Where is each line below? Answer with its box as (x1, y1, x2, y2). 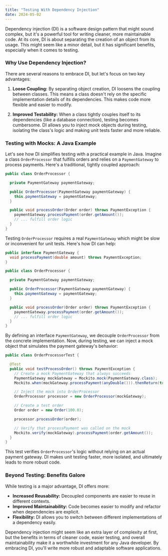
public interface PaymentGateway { (5, 250, 79, 255)
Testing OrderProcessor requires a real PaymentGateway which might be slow (5, 235, 160, 241)
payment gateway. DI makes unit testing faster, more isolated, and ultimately (5, 454, 162, 460)
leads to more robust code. (5, 459, 61, 465)
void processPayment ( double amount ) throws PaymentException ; (9, 255, 142, 260)
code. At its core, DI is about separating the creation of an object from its (5, 36, 155, 42)
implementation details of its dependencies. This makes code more (12, 96, 151, 102)
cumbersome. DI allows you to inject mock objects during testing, (12, 122, 147, 128)
